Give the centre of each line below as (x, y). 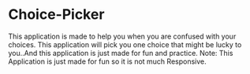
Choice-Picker (56, 15)
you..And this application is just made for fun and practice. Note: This (121, 53)
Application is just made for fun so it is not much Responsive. (107, 61)
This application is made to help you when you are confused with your (122, 36)
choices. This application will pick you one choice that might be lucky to (125, 44)
